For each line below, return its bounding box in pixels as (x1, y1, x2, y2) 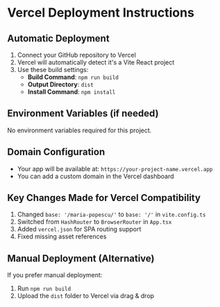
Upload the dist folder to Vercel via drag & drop (17, 292, 155, 300)
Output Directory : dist (27, 80, 94, 88)
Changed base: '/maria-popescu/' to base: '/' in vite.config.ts (17, 210, 206, 219)
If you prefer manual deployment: (7, 271, 103, 279)
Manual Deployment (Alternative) (7, 252, 155, 264)
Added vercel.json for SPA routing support (17, 225, 142, 234)
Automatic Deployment (7, 33, 110, 44)
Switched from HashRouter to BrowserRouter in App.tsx (17, 218, 172, 226)
